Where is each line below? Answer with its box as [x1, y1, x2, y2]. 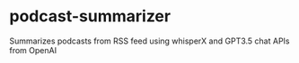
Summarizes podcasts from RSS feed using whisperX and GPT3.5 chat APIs [9, 35, 290, 46]
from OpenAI [9, 44, 57, 55]
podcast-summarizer [9, 6, 171, 27]
